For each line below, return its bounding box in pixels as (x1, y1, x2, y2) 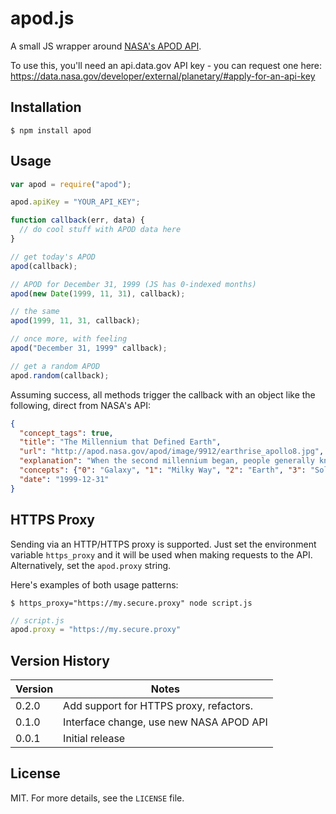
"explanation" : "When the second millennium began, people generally (19, 456, 315, 466)
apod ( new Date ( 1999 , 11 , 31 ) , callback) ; (10, 288, 186, 299)
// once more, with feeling (10, 334, 128, 344)
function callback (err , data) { (10, 215, 145, 226)
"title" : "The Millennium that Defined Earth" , (19, 437, 222, 447)
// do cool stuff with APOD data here (19, 225, 182, 235)
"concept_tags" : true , (19, 428, 114, 438)
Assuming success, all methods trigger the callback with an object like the (10, 388, 316, 401)
